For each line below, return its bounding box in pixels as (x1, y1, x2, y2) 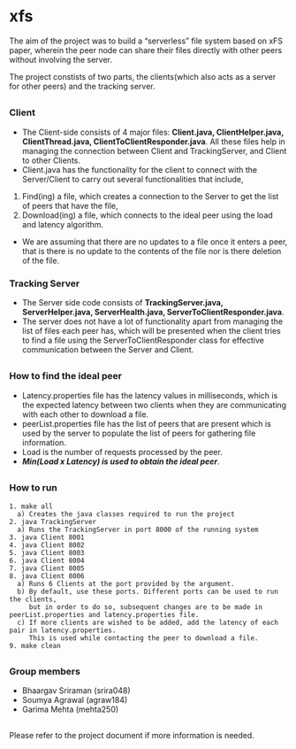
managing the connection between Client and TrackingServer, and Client (21, 145, 287, 156)
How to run (9, 482, 57, 494)
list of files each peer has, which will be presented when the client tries (21, 326, 281, 336)
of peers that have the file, (21, 200, 118, 211)
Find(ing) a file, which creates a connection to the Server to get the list (21, 190, 279, 201)
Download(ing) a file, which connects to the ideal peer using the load (21, 210, 274, 220)
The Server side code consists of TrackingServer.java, (21, 297, 224, 307)
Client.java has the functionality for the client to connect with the (21, 164, 258, 174)
